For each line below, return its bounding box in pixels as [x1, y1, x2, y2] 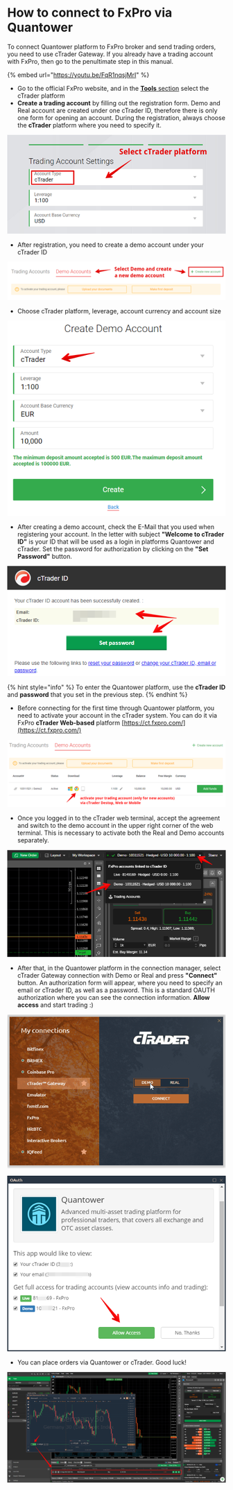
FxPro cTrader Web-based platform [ [17, 718, 125, 727]
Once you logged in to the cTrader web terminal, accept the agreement [17, 814, 221, 822]
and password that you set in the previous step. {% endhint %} [7, 690, 189, 698]
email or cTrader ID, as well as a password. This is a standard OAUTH [17, 986, 215, 994]
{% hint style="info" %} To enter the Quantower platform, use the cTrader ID [7, 683, 226, 691]
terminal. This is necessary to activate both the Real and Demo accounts [17, 829, 225, 837]
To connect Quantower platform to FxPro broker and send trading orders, [7, 42, 216, 51]
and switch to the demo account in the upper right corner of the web [17, 822, 214, 830]
